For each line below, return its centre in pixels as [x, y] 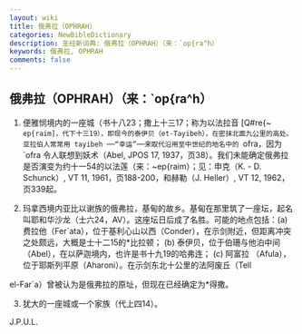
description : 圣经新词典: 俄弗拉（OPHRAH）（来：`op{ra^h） [114, 43]
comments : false [40, 60]
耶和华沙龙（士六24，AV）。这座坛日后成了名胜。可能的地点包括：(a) [159, 220]
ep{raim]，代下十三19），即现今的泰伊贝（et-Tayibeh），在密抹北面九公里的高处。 [157, 133]
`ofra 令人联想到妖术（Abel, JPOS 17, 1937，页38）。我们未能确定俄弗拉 [156, 154]
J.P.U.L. [24, 321]
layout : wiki [34, 18]
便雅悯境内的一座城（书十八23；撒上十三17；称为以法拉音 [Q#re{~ [147, 123]
